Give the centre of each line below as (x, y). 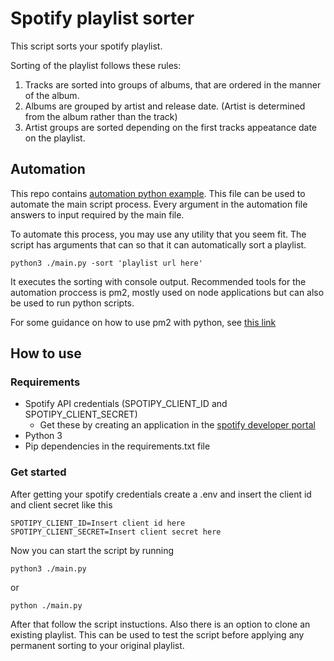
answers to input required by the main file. (97, 214)
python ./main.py (46, 605)
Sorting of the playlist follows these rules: (96, 65)
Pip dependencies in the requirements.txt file (117, 446)
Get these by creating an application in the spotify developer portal (177, 425)
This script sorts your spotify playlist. (86, 46)
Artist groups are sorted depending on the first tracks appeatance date (171, 127)
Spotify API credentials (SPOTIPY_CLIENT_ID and (126, 404)
